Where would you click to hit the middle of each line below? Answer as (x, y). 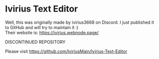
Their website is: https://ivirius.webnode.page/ (52, 32)
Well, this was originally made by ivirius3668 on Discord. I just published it (80, 22)
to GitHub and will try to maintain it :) (42, 27)
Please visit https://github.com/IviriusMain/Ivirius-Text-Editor (66, 51)
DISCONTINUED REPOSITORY (35, 42)
